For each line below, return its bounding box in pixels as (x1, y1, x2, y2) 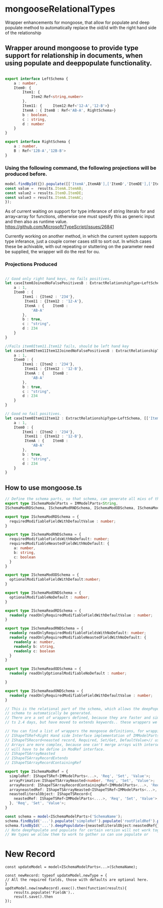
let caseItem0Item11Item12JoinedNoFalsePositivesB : (5, 348, 114, 353)
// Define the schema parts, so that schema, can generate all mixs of (5, 497, 153, 501)
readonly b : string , (14, 644, 55, 649)
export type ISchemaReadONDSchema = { (5, 688, 83, 694)
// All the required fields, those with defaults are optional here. (5, 877, 149, 882)
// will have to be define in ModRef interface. (5, 747, 105, 752)
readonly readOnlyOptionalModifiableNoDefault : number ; (9, 671, 127, 676)
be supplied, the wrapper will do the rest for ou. (5, 249, 100, 255)
